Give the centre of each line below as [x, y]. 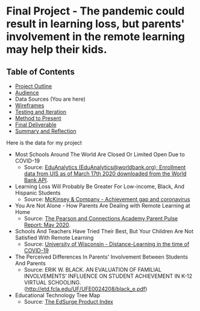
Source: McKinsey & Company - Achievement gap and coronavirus [107, 199]
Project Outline [33, 86]
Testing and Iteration [41, 112]
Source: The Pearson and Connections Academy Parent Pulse [101, 218]
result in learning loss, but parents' [95, 24]
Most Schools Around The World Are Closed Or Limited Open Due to [100, 154]
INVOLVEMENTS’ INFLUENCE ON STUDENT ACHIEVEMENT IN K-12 [108, 276]
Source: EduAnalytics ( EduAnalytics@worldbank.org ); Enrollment [105, 167]
